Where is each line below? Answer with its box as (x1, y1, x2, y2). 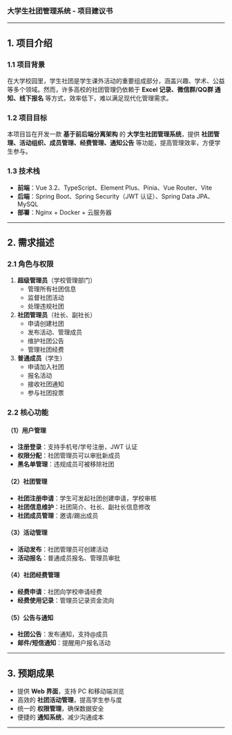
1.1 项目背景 (7, 60, 46, 69)
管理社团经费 (27, 345, 64, 354)
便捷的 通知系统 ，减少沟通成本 (17, 713, 104, 721)
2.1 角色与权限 (7, 259, 54, 269)
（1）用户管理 (7, 426, 47, 434)
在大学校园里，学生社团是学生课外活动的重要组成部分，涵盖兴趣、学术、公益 (7, 76, 225, 84)
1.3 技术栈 (7, 166, 40, 176)
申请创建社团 (27, 320, 64, 328)
